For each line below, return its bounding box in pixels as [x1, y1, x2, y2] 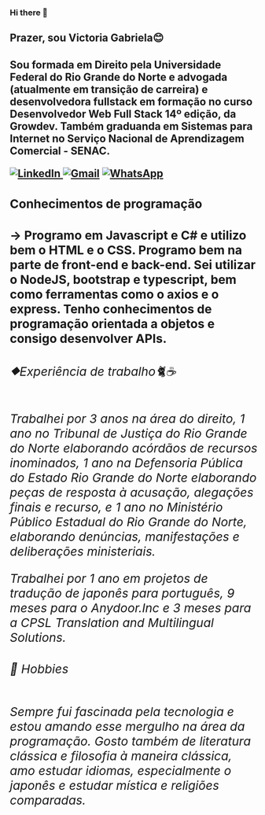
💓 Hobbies [9, 661, 69, 677]
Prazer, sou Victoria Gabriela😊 [9, 31, 164, 45]
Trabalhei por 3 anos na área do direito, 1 [9, 411, 245, 427]
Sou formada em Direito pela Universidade [9, 58, 222, 72]
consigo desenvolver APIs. [9, 330, 167, 347]
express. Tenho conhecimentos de [9, 301, 212, 317]
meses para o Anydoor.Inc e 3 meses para [9, 599, 252, 616]
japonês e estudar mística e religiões [9, 778, 219, 794]
